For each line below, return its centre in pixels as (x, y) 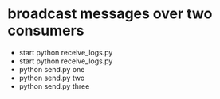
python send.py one (52, 69)
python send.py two (52, 78)
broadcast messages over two (110, 14)
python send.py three (54, 86)
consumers (46, 30)
